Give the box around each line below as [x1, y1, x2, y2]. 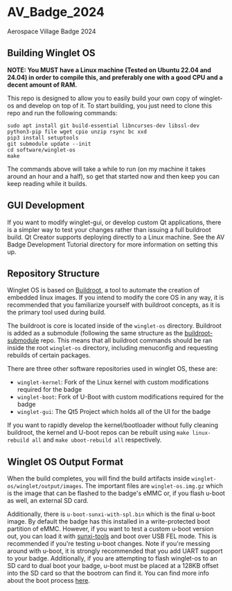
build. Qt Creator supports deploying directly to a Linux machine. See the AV [7, 233, 225, 241]
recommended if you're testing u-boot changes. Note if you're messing [7, 540, 211, 548]
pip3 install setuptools [7, 134, 79, 141]
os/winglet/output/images [7, 483, 82, 490]
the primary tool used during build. [7, 308, 106, 317]
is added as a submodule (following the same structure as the [7, 329, 184, 338]
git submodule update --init [7, 140, 91, 147]
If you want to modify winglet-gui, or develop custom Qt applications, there [7, 218, 222, 226]
